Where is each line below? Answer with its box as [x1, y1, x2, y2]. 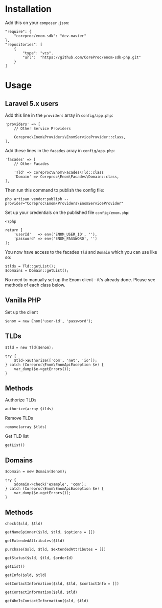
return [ [5, 227, 23, 233]
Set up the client [5, 309, 38, 315]
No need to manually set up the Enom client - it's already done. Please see [5, 276, 156, 283]
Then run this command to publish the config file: [5, 187, 105, 193]
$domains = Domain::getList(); [5, 268, 69, 273]
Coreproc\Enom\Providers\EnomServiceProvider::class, [14, 134, 126, 139]
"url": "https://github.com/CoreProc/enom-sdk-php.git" [23, 55, 141, 60]
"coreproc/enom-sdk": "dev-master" [14, 33, 87, 38]
